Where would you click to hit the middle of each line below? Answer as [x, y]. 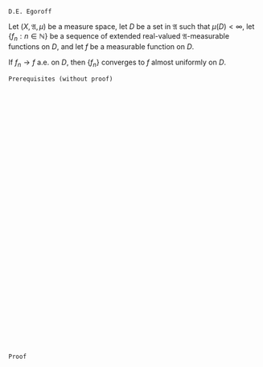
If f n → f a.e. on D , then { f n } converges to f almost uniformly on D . [117, 63]
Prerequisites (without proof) [61, 79]
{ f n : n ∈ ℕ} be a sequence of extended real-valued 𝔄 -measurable [119, 37]
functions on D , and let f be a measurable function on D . [101, 46]
